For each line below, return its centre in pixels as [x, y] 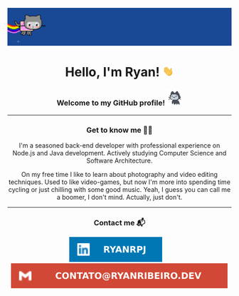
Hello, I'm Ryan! [112, 72]
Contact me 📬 [119, 223]
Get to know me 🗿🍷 [119, 130]
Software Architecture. [119, 160]
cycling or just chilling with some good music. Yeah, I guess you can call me [119, 189]
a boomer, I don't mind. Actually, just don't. [119, 197]
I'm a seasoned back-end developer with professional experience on [119, 145]
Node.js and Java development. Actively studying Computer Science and [119, 153]
